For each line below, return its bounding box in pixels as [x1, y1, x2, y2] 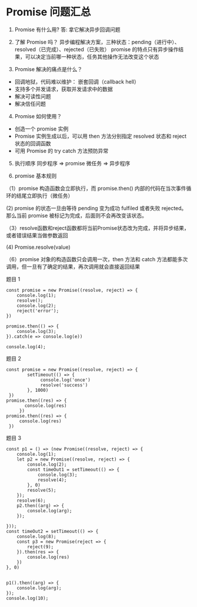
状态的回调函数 [14, 139, 51, 147]
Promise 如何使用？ [14, 112, 62, 119]
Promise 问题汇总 [6, 5, 91, 19]
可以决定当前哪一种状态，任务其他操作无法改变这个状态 [25, 53, 159, 60]
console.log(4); [6, 343, 46, 350]
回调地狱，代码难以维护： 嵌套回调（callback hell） [14, 78, 139, 85]
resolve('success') [40, 382, 88, 388]
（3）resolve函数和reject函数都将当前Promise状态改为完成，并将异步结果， [6, 224, 189, 231]
